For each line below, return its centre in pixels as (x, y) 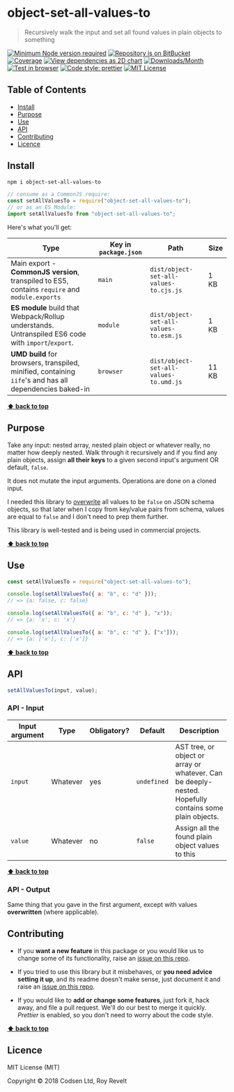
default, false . (28, 467)
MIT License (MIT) (34, 1067)
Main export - (34, 263)
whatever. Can (199, 773)
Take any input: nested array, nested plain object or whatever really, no (109, 445)
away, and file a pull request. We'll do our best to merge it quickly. (112, 1008)
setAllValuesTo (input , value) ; (53, 690)
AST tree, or (195, 746)
